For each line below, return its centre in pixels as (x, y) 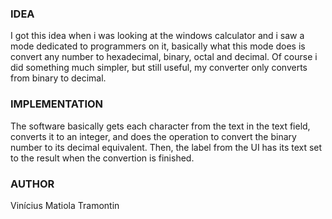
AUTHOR (32, 184)
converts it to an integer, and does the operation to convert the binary (153, 136)
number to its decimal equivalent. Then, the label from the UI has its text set (166, 147)
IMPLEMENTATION (57, 104)
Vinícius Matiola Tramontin (65, 205)
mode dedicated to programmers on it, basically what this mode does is (158, 46)
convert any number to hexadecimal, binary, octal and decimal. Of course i (164, 57)
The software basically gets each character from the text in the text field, (160, 126)
